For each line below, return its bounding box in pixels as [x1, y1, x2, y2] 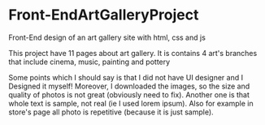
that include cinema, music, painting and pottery [8, 57, 171, 67]
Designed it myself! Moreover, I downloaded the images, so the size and [8, 81, 250, 91]
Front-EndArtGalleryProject [8, 6, 199, 24]
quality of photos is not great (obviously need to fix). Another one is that [8, 89, 250, 99]
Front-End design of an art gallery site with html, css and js [8, 32, 206, 42]
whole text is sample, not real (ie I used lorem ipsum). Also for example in [8, 98, 254, 108]
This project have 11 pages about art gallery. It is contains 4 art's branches [8, 48, 258, 58]
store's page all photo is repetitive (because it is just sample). [8, 107, 214, 117]
